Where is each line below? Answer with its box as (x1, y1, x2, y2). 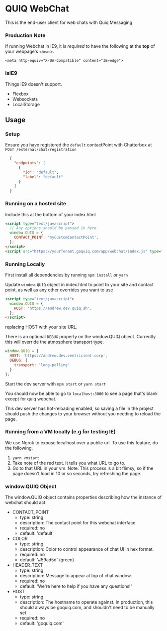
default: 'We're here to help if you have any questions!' (19, 583, 132, 589)
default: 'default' (19, 530, 54, 536)
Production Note (5, 32, 46, 39)
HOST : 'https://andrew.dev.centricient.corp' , (9, 353, 108, 359)
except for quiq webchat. (5, 395, 57, 401)
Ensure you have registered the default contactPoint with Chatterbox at (5, 142, 152, 148)
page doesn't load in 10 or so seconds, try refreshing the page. (12, 470, 142, 476)
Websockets (12, 96, 38, 102)
